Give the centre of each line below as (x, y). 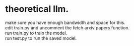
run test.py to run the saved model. (41, 38)
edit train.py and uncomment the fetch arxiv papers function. (67, 27)
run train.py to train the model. (36, 33)
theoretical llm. (37, 9)
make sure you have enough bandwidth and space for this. (65, 23)
